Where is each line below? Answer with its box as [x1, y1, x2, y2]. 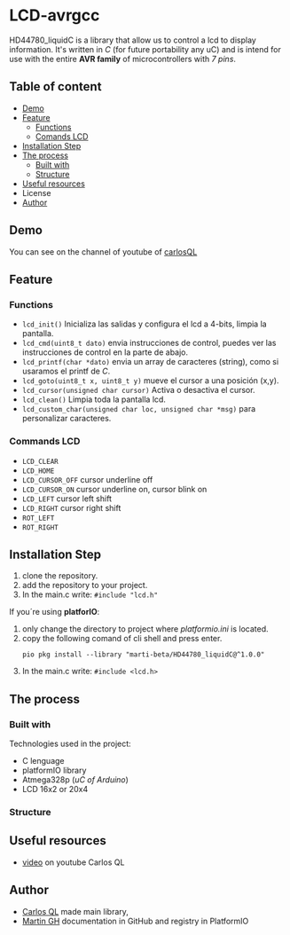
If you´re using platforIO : [9, 607, 100, 617]
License [21, 187, 51, 198]
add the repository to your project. [21, 580, 148, 591]
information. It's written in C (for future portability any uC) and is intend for [9, 43, 281, 54]
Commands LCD [9, 436, 81, 448]
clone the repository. [21, 570, 98, 581]
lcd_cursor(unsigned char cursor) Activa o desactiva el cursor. [21, 385, 255, 396]
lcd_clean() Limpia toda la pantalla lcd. [21, 394, 167, 405]
